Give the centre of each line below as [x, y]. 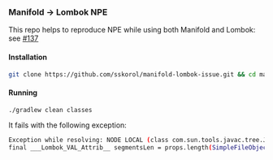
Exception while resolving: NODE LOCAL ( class [89, 141]
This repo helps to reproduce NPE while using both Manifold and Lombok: [132, 30]
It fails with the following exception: [68, 125]
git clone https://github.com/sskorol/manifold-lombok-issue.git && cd [132, 74]
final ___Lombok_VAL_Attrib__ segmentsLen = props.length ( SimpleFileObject [139, 148]
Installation [28, 57]
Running [23, 93]
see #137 [24, 38]
